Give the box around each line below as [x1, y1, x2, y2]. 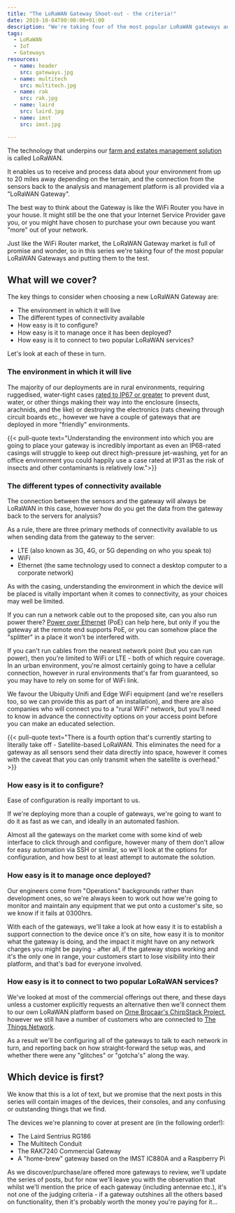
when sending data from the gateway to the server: [7, 533, 155, 541]
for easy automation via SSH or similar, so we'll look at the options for [7, 846, 208, 854]
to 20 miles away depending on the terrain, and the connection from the [7, 174, 215, 183]
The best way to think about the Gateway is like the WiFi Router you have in [7, 203, 225, 211]
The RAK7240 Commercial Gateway [17, 1147, 121, 1155]
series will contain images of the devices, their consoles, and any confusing [7, 1097, 226, 1106]
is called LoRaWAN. [7, 153, 64, 162]
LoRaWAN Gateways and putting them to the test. [7, 253, 150, 262]
